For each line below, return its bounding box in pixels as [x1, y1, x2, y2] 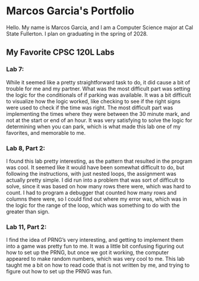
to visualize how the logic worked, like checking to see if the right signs [6, 97, 181, 105]
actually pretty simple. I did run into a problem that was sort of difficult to [6, 176, 185, 184]
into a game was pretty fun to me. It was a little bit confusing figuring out [6, 242, 184, 250]
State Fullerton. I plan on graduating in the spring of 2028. [6, 30, 149, 37]
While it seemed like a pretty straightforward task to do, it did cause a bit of [6, 78, 190, 86]
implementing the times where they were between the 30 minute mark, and [6, 110, 190, 117]
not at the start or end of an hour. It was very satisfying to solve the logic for [6, 116, 192, 124]
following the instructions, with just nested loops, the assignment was [6, 170, 176, 177]
